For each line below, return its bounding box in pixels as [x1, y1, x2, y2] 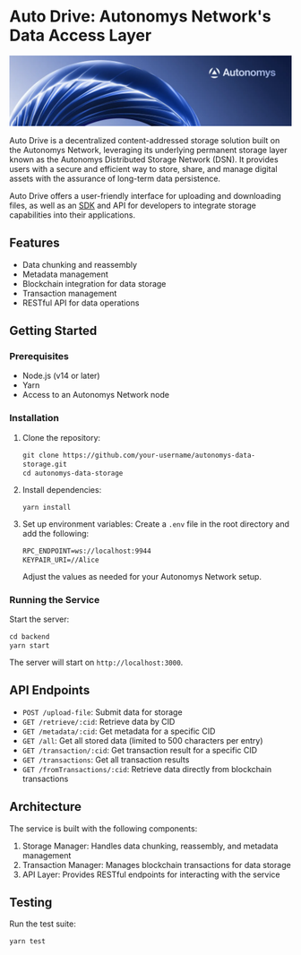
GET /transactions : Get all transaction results [21, 754, 190, 765]
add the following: [21, 528, 90, 538]
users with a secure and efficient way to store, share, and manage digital [9, 163, 278, 174]
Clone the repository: [21, 432, 101, 443]
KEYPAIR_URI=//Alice [21, 555, 99, 564]
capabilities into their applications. [9, 209, 136, 220]
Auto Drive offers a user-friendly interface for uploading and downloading [9, 190, 282, 201]
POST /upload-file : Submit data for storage [21, 706, 183, 718]
